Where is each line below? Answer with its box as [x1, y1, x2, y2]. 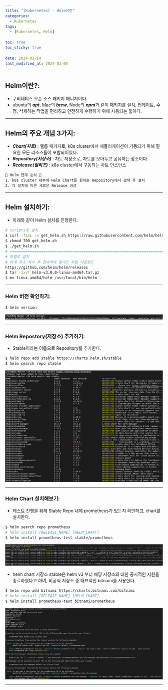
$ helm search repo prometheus [5, 524, 70, 530]
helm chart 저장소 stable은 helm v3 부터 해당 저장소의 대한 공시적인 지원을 [12, 571, 159, 577]
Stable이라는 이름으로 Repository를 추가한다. [12, 345, 101, 351]
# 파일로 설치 [5, 254, 29, 259]
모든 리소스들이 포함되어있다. [21, 149, 78, 155]
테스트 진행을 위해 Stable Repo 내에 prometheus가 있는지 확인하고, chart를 [12, 508, 161, 514]
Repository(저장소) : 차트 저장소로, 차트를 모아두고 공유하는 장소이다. [12, 156, 148, 161]
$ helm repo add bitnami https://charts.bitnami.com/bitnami [5, 588, 135, 593]
